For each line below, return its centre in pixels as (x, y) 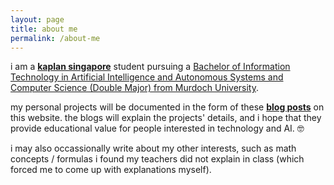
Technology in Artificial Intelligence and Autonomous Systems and (147, 77)
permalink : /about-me (55, 38)
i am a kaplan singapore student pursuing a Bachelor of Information (150, 67)
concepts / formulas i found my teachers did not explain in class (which (157, 159)
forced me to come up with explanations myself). (111, 170)
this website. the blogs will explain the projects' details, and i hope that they (166, 118)
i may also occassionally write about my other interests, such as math (153, 148)
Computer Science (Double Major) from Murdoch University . (135, 88)
